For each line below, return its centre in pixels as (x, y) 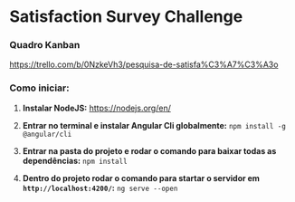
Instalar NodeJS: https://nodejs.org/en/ (97, 108)
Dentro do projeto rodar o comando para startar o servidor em (141, 178)
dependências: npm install (75, 160)
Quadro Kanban (45, 45)
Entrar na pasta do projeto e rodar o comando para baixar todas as (149, 150)
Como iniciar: (39, 88)
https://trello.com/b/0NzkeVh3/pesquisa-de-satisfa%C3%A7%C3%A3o (144, 64)
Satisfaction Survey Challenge (126, 17)
